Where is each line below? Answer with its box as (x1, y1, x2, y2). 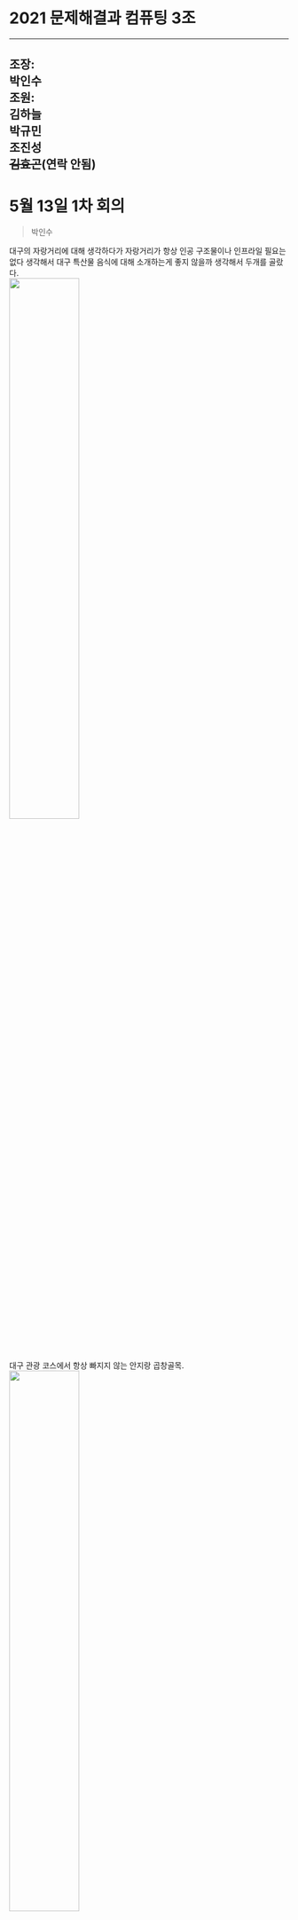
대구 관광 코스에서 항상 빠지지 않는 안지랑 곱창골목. (9, 1360, 184, 1371)
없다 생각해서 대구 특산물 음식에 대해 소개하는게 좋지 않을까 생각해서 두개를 (9, 256, 268, 267)
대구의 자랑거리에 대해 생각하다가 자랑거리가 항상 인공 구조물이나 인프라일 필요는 (9, 246, 286, 256)
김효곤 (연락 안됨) (9, 157, 97, 172)
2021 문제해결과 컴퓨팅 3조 (9, 8, 197, 28)
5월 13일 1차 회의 (9, 196, 126, 216)
